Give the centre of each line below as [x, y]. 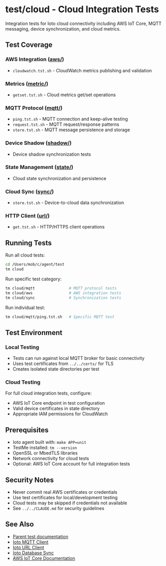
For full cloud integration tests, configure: [48, 393]
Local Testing [22, 347]
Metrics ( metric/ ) [27, 83]
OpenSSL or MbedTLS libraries [45, 453]
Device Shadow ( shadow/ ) [39, 143]
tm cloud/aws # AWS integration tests [63, 293]
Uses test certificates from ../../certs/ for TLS [63, 364]
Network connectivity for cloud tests [51, 459]
